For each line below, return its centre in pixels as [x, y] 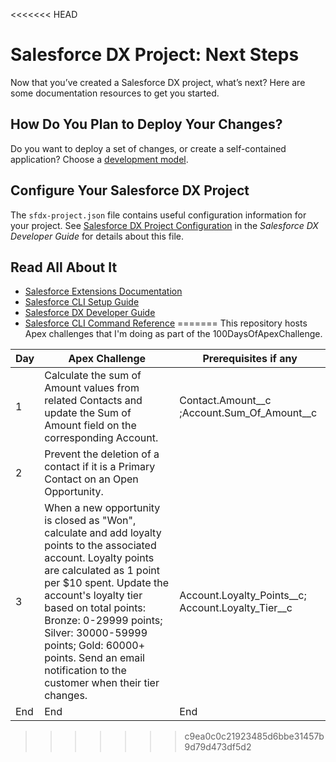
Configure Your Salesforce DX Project [130, 190]
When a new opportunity [102, 508]
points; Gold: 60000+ [95, 646]
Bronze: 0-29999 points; [103, 621]
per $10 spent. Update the [107, 583]
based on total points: [95, 608]
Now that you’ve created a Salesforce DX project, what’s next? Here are [158, 82]
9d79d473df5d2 [218, 747]
